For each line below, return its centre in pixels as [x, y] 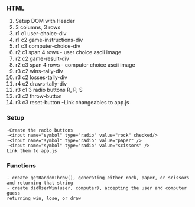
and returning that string [40, 183]
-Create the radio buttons [40, 130]
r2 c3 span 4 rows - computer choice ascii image [75, 65]
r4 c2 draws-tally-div [41, 84]
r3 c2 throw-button [38, 96]
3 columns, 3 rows [38, 27]
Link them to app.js [32, 151]
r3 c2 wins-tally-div [39, 71]
